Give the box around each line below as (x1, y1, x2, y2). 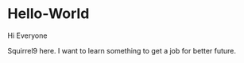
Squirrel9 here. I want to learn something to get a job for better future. (7, 46, 236, 55)
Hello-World (7, 5, 90, 23)
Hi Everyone (7, 31, 48, 40)
